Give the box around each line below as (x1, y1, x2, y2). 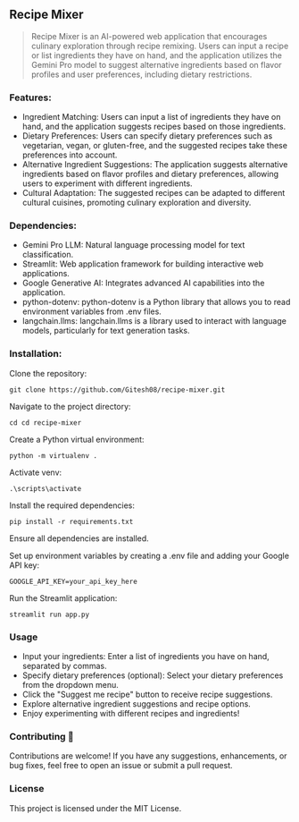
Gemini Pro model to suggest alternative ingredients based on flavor (30, 59, 283, 70)
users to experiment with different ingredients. (21, 178, 194, 189)
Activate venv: (9, 467, 62, 478)
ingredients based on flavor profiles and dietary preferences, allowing (21, 169, 279, 180)
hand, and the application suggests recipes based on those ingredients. (21, 121, 287, 132)
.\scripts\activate (9, 484, 82, 493)
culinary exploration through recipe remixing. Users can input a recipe (30, 40, 289, 51)
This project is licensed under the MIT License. (9, 802, 182, 813)
